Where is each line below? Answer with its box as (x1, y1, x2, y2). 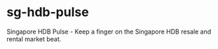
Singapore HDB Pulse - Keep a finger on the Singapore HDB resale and (6, 27, 212, 36)
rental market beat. (6, 34, 62, 43)
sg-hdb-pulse (6, 4, 89, 20)
